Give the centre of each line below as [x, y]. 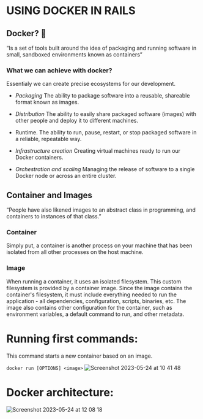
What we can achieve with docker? [59, 70]
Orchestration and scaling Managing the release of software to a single [105, 169]
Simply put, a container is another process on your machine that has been [99, 245]
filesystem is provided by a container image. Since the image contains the [99, 288]
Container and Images [50, 195]
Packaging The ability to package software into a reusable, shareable [102, 96]
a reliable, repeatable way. [48, 139]
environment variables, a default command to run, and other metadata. [95, 314]
